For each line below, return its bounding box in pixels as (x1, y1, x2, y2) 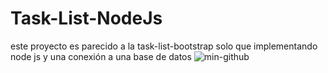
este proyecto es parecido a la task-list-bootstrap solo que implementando (10, 40, 318, 52)
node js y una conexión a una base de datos (10, 50, 192, 62)
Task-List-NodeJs (10, 7, 163, 30)
